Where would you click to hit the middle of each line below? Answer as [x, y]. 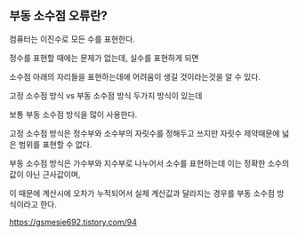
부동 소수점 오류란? [59, 16]
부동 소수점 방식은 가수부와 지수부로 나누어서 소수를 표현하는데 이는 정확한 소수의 [149, 163]
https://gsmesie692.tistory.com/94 [73, 222]
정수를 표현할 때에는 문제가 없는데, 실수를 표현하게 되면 [104, 58]
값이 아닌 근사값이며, [45, 174]
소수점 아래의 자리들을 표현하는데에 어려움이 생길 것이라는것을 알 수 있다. [135, 76]
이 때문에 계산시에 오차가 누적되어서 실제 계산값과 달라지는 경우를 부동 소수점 [142, 193]
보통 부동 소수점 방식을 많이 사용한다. [73, 114]
